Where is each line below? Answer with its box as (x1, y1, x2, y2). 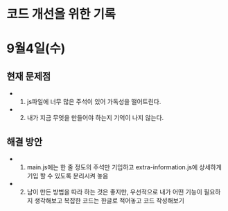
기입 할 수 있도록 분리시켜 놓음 (26, 171, 109, 180)
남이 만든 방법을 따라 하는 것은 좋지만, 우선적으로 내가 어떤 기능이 (26, 188, 202, 196)
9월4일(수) (6, 41, 66, 56)
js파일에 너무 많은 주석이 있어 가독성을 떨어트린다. (26, 98, 161, 106)
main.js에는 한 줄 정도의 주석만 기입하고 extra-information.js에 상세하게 (26, 163, 222, 171)
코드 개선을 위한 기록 (6, 6, 116, 22)
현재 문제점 (6, 70, 51, 82)
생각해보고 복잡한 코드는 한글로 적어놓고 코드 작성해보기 (34, 196, 185, 205)
